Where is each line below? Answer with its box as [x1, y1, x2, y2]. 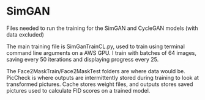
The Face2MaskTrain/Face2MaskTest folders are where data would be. [6, 67, 185, 74]
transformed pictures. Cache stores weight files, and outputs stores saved [6, 80, 193, 88]
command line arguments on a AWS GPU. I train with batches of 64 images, [6, 49, 197, 56]
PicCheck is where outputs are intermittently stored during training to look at [6, 74, 199, 81]
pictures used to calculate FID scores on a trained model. [6, 87, 151, 94]
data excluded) [6, 30, 45, 38]
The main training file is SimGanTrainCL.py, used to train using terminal [6, 43, 185, 50]
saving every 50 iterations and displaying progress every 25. [6, 55, 159, 63]
